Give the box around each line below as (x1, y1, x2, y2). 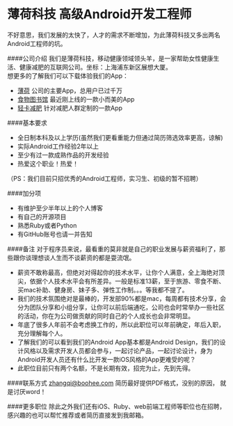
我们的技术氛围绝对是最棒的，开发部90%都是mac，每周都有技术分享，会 (17, 294, 227, 303)
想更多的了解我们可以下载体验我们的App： (7, 71, 129, 80)
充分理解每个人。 (17, 329, 67, 338)
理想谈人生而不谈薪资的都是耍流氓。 (31, 253, 136, 262)
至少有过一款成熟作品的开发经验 (17, 150, 109, 159)
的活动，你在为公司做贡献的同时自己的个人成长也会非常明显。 (17, 311, 195, 320)
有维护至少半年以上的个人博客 (17, 203, 103, 212)
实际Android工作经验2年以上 (17, 142, 99, 150)
